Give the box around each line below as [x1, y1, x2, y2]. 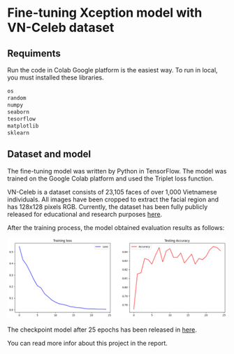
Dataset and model [7, 148, 92, 160]
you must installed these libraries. [7, 73, 105, 82]
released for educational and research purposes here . [7, 210, 163, 218]
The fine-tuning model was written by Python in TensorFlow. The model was [7, 167, 227, 175]
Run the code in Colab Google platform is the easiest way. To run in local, [7, 66, 218, 74]
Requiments [7, 47, 61, 59]
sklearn [7, 130, 30, 137]
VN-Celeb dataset [7, 20, 115, 36]
